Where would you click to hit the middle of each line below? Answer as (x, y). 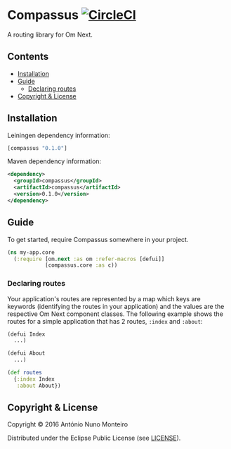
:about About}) (39, 386)
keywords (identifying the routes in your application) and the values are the (116, 306)
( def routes (25, 373)
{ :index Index (34, 379)
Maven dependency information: (54, 161)
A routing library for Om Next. (50, 34)
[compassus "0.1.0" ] (38, 148)
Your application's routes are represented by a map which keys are (104, 298)
